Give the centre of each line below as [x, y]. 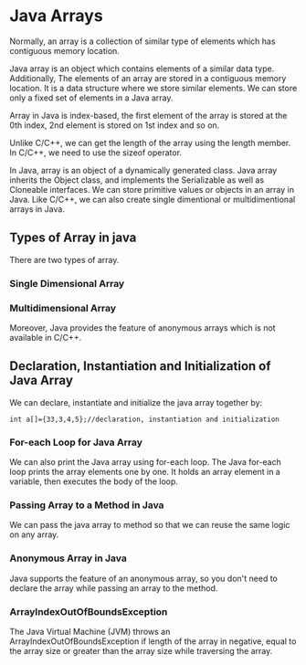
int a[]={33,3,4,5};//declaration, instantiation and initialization [145, 419]
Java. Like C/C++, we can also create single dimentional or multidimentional [153, 199]
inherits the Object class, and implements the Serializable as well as [137, 180]
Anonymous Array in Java [69, 558]
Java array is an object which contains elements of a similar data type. [142, 69]
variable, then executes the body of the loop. [94, 481]
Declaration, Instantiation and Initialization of [140, 366]
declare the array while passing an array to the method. [114, 588]
